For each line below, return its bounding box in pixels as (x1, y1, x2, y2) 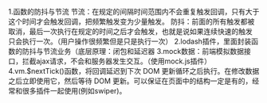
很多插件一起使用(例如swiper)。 (22, 86, 127, 95)
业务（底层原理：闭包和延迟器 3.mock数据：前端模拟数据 (57, 47, 245, 55)
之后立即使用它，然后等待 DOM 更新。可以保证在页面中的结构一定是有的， (8, 76, 253, 86)
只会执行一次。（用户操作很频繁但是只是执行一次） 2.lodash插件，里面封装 (8, 36, 252, 46)
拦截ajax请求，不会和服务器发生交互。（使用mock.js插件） (22, 56, 211, 66)
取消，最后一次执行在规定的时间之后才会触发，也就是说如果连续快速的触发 (8, 27, 253, 36)
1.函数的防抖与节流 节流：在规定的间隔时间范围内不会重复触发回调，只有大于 (8, 7, 260, 16)
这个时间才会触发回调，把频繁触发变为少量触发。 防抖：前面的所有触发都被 (8, 17, 255, 26)
